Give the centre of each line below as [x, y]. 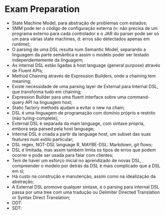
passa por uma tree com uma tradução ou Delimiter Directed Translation [86, 192]
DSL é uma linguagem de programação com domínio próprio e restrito [83, 112]
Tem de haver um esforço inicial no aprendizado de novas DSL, [77, 160]
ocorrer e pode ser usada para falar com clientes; [63, 155]
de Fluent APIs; [27, 70]
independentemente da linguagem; [48, 60]
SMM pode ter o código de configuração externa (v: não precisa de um [85, 28]
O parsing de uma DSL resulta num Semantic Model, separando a [79, 49]
